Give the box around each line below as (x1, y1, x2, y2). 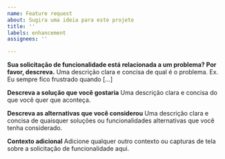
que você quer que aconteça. (7, 96, 91, 104)
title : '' (7, 23, 36, 30)
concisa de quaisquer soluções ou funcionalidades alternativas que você (7, 116, 215, 125)
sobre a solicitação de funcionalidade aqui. (7, 145, 130, 153)
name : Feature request (7, 10, 72, 17)
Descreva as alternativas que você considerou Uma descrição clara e (7, 109, 209, 118)
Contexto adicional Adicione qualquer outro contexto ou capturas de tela (7, 137, 216, 145)
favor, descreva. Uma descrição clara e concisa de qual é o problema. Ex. (7, 68, 219, 76)
